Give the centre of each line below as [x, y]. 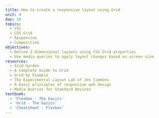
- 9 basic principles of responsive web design [61, 84]
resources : [17, 61]
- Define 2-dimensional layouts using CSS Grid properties [73, 52]
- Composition [24, 43]
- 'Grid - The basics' [33, 103]
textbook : [16, 94]
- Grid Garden [24, 66]
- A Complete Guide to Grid [39, 71]
